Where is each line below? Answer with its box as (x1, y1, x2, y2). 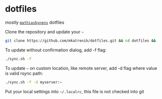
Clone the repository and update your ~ (5, 29, 84, 34)
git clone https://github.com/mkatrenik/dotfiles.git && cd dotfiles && (5, 38, 156, 43)
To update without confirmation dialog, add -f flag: (5, 47, 107, 53)
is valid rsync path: (5, 70, 43, 76)
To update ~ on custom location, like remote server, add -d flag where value (5, 65, 158, 71)
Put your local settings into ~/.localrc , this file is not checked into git (5, 88, 144, 94)
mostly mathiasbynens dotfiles (5, 19, 64, 25)
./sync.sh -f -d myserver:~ (5, 80, 62, 84)
